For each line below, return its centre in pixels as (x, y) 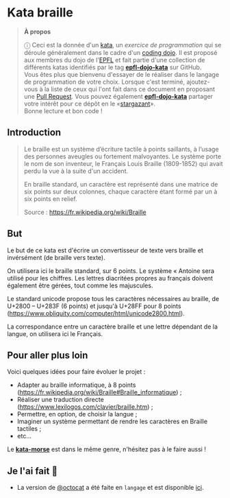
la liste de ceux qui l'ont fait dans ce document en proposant (130, 89)
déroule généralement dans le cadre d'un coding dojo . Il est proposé (120, 52)
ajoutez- (198, 82)
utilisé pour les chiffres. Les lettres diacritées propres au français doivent (110, 278)
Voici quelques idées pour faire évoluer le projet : (76, 372)
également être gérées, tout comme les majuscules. (80, 285)
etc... (24, 436)
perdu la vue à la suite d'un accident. (76, 171)
